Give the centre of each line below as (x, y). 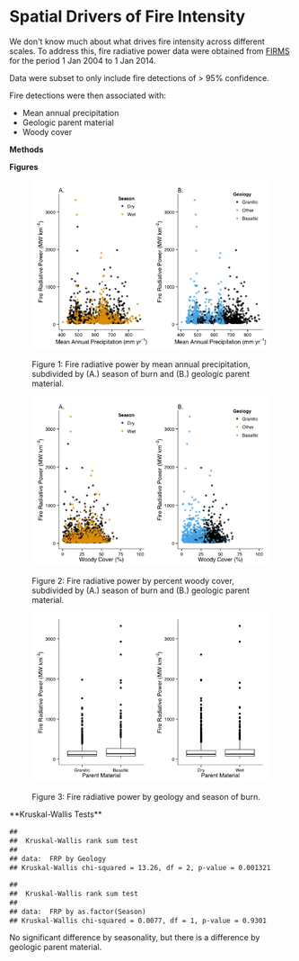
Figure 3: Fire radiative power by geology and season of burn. (146, 797)
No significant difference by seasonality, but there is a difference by (135, 938)
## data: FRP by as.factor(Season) (78, 912)
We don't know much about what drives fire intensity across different (137, 41)
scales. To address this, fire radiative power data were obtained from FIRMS (149, 50)
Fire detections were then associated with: (88, 95)
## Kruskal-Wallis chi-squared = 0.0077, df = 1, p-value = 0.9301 (138, 921)
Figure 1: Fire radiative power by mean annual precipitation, (141, 364)
